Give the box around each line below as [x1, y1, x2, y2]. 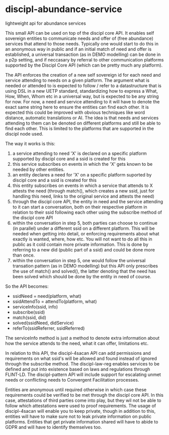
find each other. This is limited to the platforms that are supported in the [5, 125, 154, 132]
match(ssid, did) [12, 314, 47, 321]
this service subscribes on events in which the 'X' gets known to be [12, 161, 153, 167]
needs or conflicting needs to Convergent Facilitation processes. [5, 377, 139, 383]
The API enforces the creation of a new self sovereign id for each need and [5, 72, 161, 78]
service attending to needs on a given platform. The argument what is [5, 77, 150, 83]
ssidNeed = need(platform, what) [12, 293, 81, 299]
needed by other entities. [12, 166, 65, 172]
